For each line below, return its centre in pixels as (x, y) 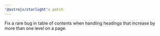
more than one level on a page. (35, 28)
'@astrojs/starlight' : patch (34, 9)
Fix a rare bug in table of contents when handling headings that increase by (80, 23)
